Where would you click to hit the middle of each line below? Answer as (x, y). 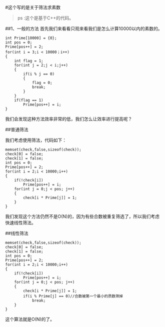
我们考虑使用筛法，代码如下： (36, 140)
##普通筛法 (17, 129)
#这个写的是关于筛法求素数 (33, 7)
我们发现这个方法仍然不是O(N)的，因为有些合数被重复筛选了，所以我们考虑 (82, 216)
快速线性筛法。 (20, 222)
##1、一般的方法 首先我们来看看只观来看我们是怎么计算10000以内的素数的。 (84, 28)
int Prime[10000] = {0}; (31, 38)
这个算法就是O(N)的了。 (30, 319)
